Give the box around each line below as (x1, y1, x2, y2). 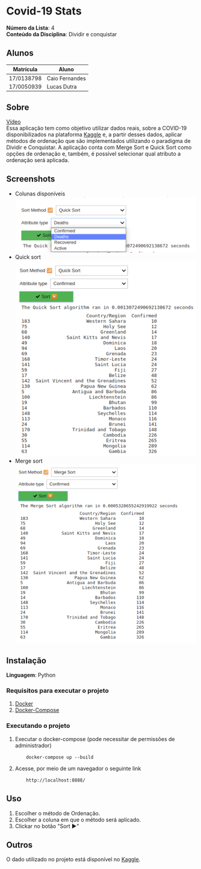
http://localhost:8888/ (26, 777, 85, 783)
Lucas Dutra (46, 83, 77, 90)
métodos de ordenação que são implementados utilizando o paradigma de (6, 137, 191, 145)
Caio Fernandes (46, 74, 86, 82)
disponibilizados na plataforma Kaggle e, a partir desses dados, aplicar (6, 131, 182, 138)
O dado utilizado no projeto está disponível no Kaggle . (6, 856, 141, 863)
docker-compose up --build (26, 754, 94, 760)
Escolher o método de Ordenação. (14, 809, 100, 817)
